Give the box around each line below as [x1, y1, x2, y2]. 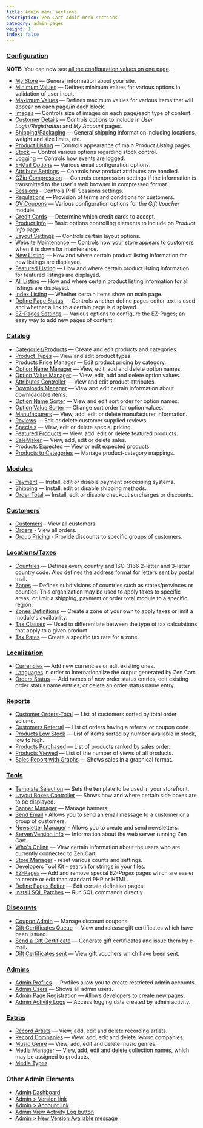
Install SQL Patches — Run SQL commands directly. [15, 888, 144, 895]
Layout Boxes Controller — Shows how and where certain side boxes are [15, 791, 197, 799]
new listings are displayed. [15, 258, 82, 265]
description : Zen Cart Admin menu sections [6, 15, 118, 21]
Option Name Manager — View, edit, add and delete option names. [15, 365, 182, 372]
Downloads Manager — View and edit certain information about [15, 384, 175, 391]
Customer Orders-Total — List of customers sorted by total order [15, 710, 177, 718]
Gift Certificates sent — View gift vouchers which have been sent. [15, 950, 180, 957]
